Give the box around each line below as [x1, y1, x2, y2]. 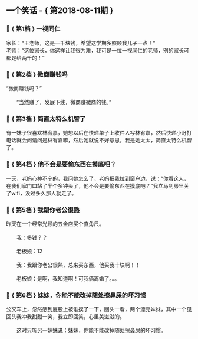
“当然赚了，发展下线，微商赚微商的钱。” [16, 98, 112, 105]
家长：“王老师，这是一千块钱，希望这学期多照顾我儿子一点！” [6, 39, 156, 46]
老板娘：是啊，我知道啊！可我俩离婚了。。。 [16, 275, 120, 282]
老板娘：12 [16, 247, 43, 255]
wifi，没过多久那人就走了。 [11, 190, 77, 197]
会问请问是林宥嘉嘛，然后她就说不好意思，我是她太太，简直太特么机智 [21, 136, 192, 144]
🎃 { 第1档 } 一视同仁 [6, 25, 61, 33]
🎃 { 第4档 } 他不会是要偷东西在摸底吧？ [6, 160, 117, 168]
